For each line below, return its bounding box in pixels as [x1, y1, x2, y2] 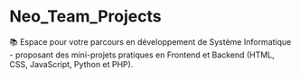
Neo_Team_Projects [9, 6, 162, 27]
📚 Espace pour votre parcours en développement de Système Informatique [9, 36, 292, 47]
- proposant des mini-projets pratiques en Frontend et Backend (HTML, [9, 49, 276, 60]
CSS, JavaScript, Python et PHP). [9, 58, 134, 69]
